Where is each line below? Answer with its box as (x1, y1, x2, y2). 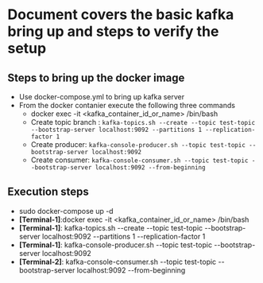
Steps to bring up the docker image (7, 71, 185, 84)
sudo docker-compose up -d (18, 206, 114, 215)
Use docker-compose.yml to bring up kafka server (18, 92, 185, 101)
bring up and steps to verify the (7, 22, 219, 41)
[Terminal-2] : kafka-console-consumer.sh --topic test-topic (18, 257, 217, 266)
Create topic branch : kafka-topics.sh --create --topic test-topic (30, 118, 256, 126)
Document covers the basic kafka (7, 6, 234, 24)
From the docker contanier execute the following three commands (18, 101, 236, 110)
